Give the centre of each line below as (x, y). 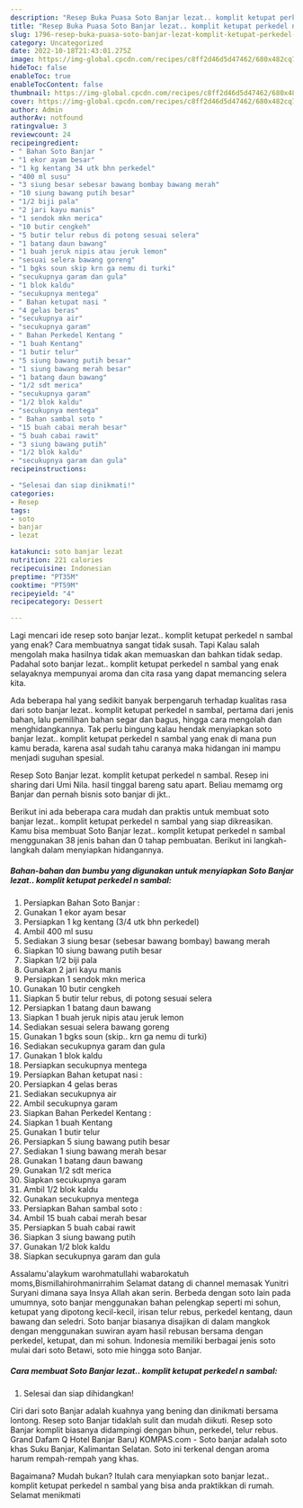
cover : (22, 101)
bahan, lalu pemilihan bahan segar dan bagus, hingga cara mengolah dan (146, 719)
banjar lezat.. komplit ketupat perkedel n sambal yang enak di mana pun (143, 739)
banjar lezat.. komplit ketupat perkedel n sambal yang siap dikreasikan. (142, 821)
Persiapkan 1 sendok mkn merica (85, 979)
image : (22, 59)
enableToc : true (40, 76)
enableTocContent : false (57, 85)
